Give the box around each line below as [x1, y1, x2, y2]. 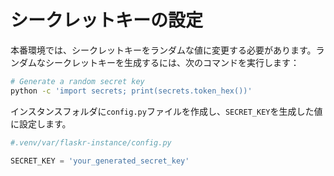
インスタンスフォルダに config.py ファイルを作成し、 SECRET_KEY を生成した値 [10, 105, 323, 117]
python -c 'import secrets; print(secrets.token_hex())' [10, 86, 253, 96]
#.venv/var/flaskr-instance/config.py [10, 137, 172, 148]
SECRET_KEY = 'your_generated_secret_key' [10, 156, 190, 166]
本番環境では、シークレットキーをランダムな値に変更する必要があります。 [10, 44, 317, 56]
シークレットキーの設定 [10, 9, 204, 32]
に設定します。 [10, 117, 72, 130]
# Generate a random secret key [10, 76, 145, 86]
